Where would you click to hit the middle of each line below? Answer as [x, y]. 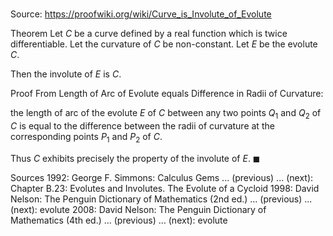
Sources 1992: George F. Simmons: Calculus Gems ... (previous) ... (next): [162, 177]
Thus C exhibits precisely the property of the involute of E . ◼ [135, 158]
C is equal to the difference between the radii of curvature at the [142, 125]
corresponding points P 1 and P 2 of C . [86, 137]
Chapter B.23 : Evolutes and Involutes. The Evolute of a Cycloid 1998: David [165, 188]
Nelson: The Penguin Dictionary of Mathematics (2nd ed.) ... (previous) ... [161, 199]
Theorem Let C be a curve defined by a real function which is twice [149, 34]
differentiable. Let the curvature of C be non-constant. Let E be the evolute [164, 44]
